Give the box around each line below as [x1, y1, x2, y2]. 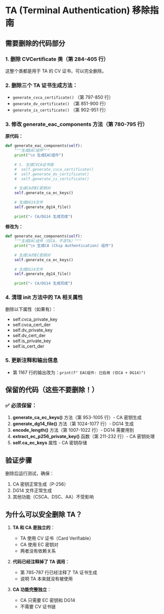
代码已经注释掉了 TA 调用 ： [12, 559, 70, 564]
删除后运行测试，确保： [5, 470, 54, 476]
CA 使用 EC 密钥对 [20, 542, 59, 547]
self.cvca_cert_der [12, 322, 51, 328]
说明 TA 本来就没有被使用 [20, 576, 73, 582]
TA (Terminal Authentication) [5, 5, 131, 16]
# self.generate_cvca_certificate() [14, 167, 94, 172]
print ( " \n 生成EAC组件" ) [14, 153, 64, 158]
